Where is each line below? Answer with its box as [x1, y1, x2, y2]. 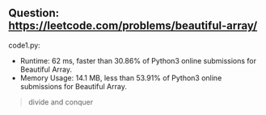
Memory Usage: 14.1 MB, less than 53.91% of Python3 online [19, 72, 222, 83]
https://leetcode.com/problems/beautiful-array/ [8, 19, 258, 33]
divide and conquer [27, 97, 94, 107]
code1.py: [8, 40, 40, 50]
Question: [8, 6, 60, 20]
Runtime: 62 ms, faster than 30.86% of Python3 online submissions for [19, 55, 257, 65]
